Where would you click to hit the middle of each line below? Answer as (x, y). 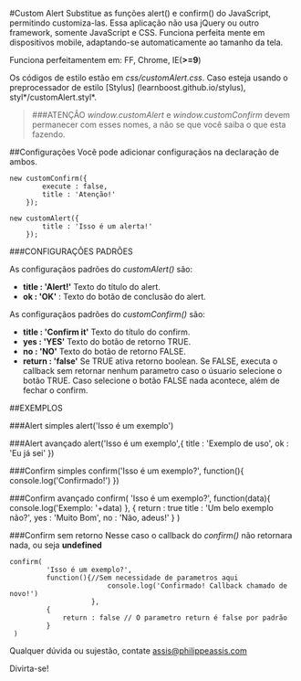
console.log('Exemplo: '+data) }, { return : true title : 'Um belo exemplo (141, 508)
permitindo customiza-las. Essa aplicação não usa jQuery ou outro (135, 23)
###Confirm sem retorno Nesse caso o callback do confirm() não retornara (151, 535)
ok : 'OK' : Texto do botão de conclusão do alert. (114, 297)
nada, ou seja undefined (56, 545)
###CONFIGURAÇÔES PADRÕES (72, 251)
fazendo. (48, 134)
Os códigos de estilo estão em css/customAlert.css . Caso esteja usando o (149, 78)
